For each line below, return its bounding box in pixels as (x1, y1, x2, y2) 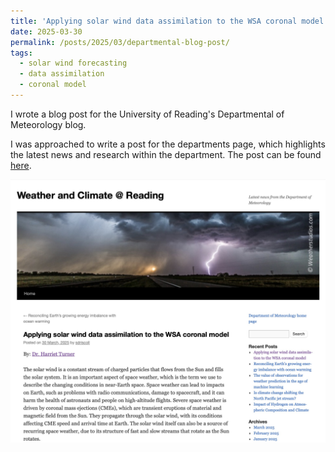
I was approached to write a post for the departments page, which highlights (10, 138, 326, 150)
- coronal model (19, 80, 87, 90)
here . (10, 159, 32, 171)
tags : (10, 48, 33, 58)
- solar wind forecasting (19, 58, 128, 69)
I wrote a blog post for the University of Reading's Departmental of (10, 108, 285, 120)
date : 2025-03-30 (10, 26, 83, 37)
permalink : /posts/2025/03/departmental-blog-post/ (10, 37, 230, 47)
